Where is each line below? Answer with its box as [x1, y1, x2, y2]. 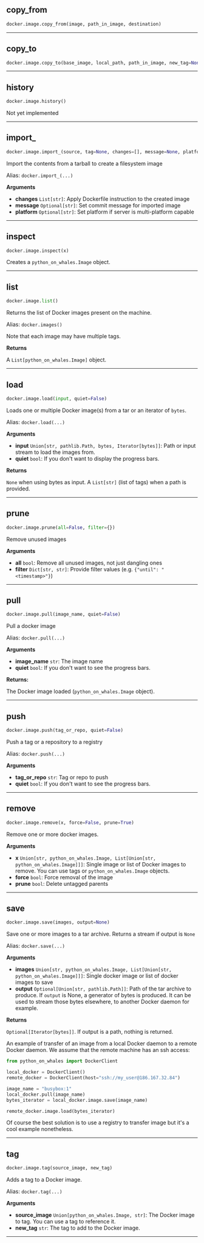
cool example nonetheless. [6, 1126, 74, 1133]
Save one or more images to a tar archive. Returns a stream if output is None [6, 930, 195, 938]
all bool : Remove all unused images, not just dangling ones [15, 559, 163, 566]
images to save [15, 979, 53, 986]
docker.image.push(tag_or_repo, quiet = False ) [6, 727, 123, 733]
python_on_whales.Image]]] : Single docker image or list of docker [15, 972, 178, 980]
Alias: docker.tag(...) [6, 1188, 63, 1195]
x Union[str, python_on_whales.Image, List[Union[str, [15, 854, 156, 862]
